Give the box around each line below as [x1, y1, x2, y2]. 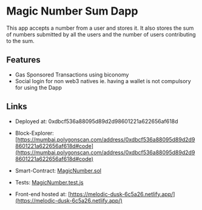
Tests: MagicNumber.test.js [15, 178, 84, 186]
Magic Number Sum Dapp [6, 4, 138, 18]
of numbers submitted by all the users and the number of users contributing [6, 30, 196, 38]
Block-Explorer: [15, 129, 55, 137]
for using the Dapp [15, 84, 62, 91]
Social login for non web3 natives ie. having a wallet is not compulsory [15, 77, 191, 84]
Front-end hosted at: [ [15, 190, 70, 198]
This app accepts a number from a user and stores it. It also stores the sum [6, 24, 194, 32]
